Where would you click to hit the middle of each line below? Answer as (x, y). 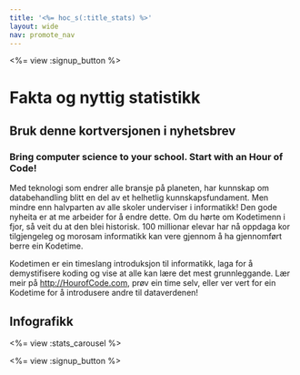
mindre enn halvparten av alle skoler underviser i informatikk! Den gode (143, 208)
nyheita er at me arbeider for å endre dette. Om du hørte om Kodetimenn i (148, 217)
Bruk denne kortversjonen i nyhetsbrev (123, 131)
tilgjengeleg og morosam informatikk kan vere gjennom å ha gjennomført (146, 237)
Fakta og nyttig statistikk (105, 97)
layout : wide (34, 26)
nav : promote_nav (42, 35)
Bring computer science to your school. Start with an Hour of (146, 157)
